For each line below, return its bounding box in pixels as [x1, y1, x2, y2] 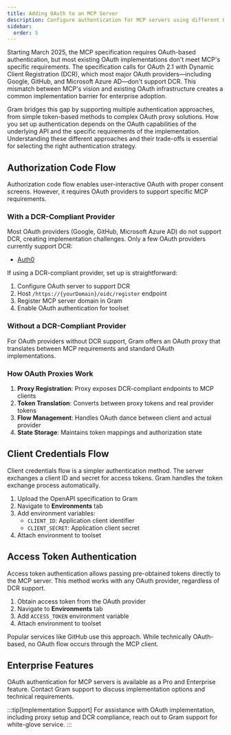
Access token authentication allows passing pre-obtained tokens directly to [7, 569, 221, 577]
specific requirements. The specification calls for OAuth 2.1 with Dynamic [7, 63, 214, 71]
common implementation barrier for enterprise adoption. [7, 92, 167, 100]
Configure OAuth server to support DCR [16, 282, 131, 290]
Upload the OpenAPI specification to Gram [16, 494, 138, 502]
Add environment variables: [16, 509, 96, 517]
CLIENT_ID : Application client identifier [27, 516, 135, 524]
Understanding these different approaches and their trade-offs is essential [7, 135, 218, 143]
